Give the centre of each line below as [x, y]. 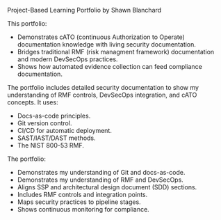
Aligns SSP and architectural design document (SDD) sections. [107, 187]
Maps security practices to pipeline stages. [79, 202]
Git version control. [44, 123]
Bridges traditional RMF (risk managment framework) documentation [116, 52]
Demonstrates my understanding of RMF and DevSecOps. [100, 180]
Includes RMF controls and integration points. [82, 195]
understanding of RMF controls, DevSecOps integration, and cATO [102, 95]
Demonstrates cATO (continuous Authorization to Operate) [101, 37]
